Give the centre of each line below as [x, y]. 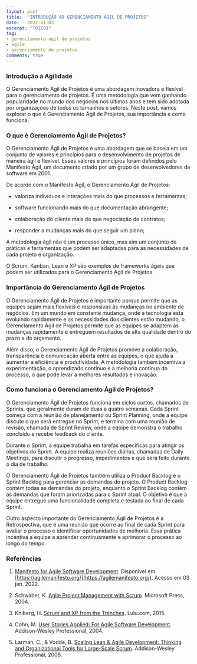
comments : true [25, 55]
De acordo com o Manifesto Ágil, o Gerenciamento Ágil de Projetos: [88, 185]
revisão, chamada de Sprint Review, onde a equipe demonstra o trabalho [94, 428]
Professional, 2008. [38, 655]
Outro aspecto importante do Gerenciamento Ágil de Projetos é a [85, 518]
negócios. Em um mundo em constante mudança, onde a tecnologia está [95, 313]
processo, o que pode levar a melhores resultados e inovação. [82, 374]
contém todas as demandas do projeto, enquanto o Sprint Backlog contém [96, 488]
